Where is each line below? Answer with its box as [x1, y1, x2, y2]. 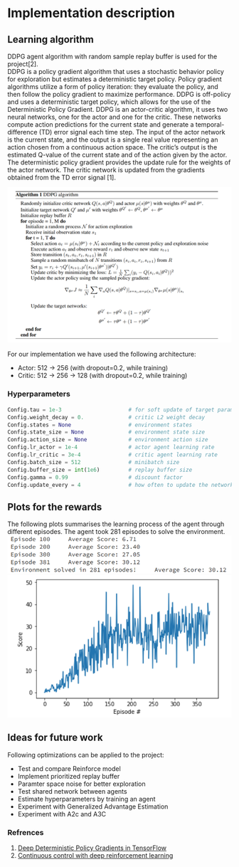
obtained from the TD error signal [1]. [7, 173, 116, 182]
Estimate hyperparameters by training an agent [17, 794, 156, 803]
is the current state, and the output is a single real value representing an [7, 135, 218, 144]
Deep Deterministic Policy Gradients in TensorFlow [17, 844, 167, 852]
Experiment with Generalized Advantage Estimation [17, 802, 169, 811]
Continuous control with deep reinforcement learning [17, 851, 174, 859]
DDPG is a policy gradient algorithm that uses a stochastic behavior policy [7, 68, 224, 75]
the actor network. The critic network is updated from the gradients [7, 166, 205, 174]
